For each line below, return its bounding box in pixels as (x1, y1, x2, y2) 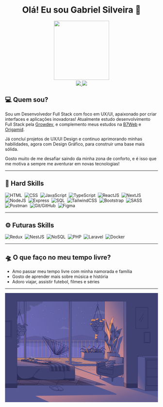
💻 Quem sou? (5, 96, 49, 104)
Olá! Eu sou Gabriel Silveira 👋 (22, 4, 141, 16)
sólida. (5, 146, 18, 152)
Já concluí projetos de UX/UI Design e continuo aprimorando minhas (5, 136, 143, 142)
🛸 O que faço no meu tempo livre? (5, 253, 111, 261)
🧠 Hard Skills (5, 179, 44, 188)
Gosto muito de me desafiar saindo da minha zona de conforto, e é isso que (5, 155, 157, 162)
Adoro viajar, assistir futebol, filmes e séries (12, 279, 100, 285)
